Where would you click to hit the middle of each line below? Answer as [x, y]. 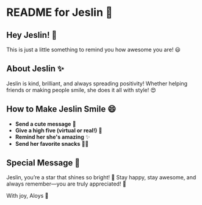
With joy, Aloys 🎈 [27, 196]
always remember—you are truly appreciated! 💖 [66, 184]
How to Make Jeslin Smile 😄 [61, 109]
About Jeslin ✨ [35, 69]
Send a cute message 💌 [45, 124]
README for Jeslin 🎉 [60, 13]
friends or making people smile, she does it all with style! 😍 [81, 90]
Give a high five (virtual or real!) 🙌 [59, 130]
